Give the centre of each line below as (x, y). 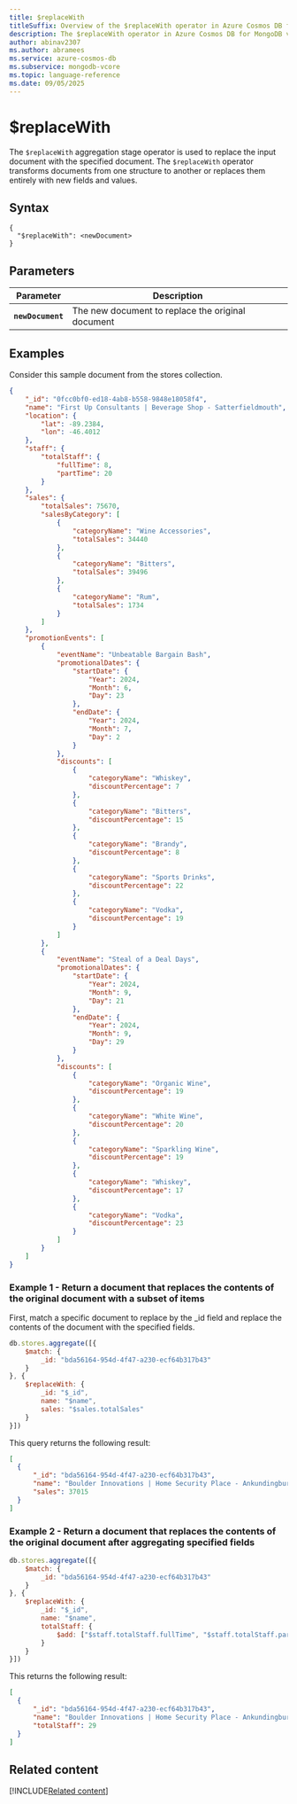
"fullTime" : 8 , (84, 465)
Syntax (29, 208)
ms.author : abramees (47, 51)
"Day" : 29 (106, 1043)
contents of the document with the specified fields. (102, 1327)
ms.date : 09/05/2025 (47, 83)
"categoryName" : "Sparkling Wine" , (153, 1149)
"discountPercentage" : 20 (136, 1124)
